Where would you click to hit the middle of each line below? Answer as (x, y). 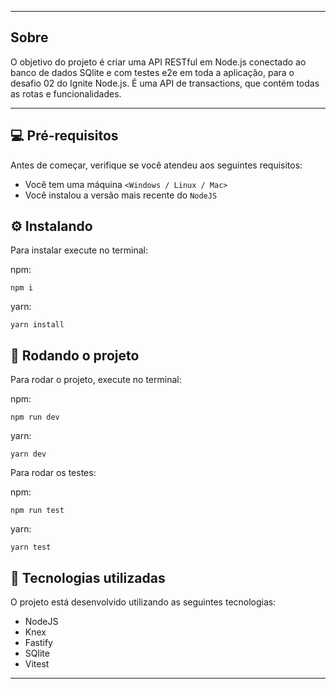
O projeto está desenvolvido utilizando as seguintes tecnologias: (143, 602)
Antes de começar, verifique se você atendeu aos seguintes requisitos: (156, 165)
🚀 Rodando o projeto (75, 355)
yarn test (31, 547)
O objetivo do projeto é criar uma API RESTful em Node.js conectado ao (158, 62)
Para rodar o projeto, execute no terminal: (96, 380)
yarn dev (28, 454)
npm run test (37, 511)
